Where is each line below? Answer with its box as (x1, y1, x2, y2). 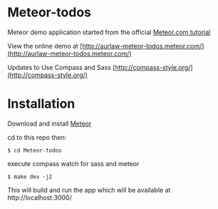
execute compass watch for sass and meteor (7, 159, 140, 168)
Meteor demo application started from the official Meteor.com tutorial (7, 28, 211, 36)
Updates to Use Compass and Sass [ (7, 63, 115, 71)
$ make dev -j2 (7, 173, 53, 180)
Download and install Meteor (7, 119, 92, 128)
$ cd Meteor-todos (7, 147, 62, 154)
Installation (7, 96, 76, 112)
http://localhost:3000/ (7, 193, 73, 202)
